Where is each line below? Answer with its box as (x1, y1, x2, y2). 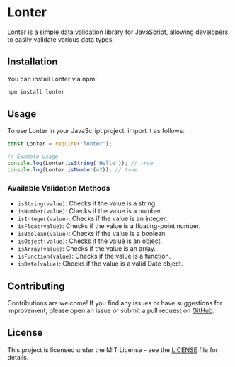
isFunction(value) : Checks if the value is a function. (17, 252, 171, 261)
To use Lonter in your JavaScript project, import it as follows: (7, 127, 185, 135)
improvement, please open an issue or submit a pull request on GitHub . (7, 306, 214, 315)
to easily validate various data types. (7, 35, 115, 43)
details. (7, 353, 29, 361)
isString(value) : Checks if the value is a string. (17, 199, 157, 208)
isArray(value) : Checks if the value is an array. (17, 244, 156, 253)
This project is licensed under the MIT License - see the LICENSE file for (7, 345, 218, 354)
